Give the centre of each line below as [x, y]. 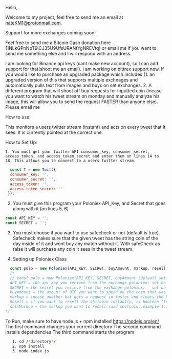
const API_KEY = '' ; [27, 218]
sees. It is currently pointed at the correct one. [54, 132]
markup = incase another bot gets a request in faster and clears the [87, 297]
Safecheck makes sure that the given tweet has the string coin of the [85, 238]
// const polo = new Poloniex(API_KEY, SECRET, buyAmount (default [83, 278]
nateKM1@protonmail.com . [34, 23]
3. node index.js [31, 351]
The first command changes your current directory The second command [83, 326]
